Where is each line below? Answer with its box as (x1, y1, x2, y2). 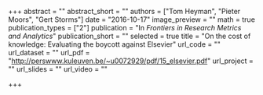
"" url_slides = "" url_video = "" (8, 65, 108, 73)
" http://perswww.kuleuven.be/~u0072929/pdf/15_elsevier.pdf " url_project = (8, 56, 254, 65)
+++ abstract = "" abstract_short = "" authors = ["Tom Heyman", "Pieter (8, 7, 241, 16)
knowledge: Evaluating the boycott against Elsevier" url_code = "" (8, 40, 221, 49)
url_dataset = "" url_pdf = (8, 48, 90, 57)
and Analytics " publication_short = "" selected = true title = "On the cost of (8, 31, 251, 40)
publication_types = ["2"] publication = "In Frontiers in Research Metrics (8, 23, 242, 32)
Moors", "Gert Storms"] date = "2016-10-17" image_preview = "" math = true (8, 15, 255, 24)
